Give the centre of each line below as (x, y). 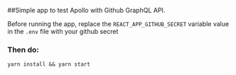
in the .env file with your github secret (63, 31)
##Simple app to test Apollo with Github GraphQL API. (86, 10)
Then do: (23, 50)
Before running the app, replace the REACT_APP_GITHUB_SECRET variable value (118, 24)
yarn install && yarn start (49, 64)
